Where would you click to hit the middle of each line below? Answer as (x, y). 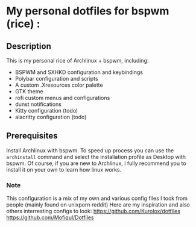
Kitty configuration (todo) (46, 110)
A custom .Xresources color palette (59, 85)
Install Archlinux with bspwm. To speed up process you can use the (90, 150)
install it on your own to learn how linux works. (64, 169)
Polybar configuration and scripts (56, 79)
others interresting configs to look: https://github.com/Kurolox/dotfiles (93, 211)
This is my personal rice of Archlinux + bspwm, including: (77, 61)
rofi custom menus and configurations (62, 98)
